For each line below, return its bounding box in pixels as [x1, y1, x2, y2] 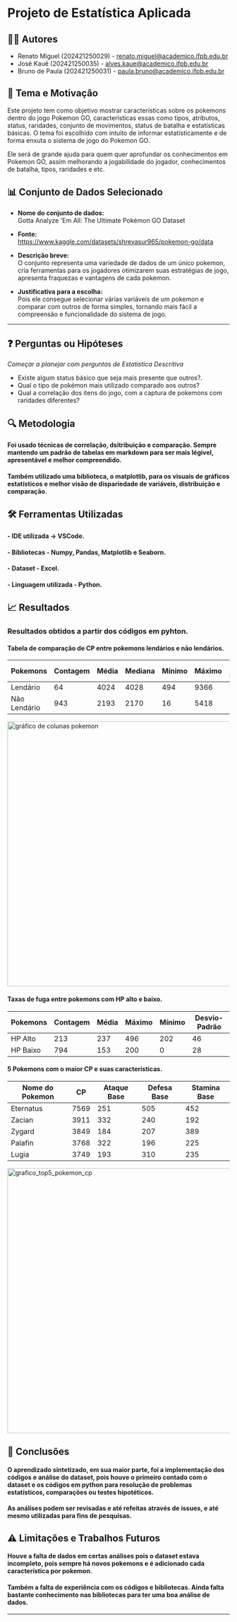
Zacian [11, 1115, 34, 1125]
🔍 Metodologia [7, 417, 75, 429]
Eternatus [11, 1103, 43, 1113]
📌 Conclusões [7, 1446, 70, 1458]
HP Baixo [11, 1045, 41, 1055]
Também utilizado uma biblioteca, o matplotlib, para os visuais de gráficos [7, 472, 230, 481]
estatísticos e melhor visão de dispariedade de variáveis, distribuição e [7, 479, 221, 489]
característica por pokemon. [7, 1567, 93, 1575]
